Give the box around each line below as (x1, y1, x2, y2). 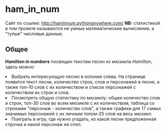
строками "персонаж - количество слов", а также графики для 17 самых (5, 105, 161, 111)
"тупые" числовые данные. (5, 30, 64, 36)
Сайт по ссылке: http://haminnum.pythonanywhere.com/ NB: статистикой (5, 20, 160, 26)
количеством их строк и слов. (5, 89, 70, 95)
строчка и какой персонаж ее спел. (5, 121, 82, 127)
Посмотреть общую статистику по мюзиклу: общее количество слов (12, 94, 160, 100)
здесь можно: (5, 63, 35, 69)
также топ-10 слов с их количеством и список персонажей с (5, 84, 136, 90)
